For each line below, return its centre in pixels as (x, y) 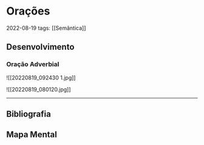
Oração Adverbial (33, 64)
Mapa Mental (32, 135)
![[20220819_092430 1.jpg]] (41, 78)
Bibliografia (29, 114)
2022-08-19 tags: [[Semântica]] (46, 28)
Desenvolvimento (40, 47)
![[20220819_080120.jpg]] (39, 89)
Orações (28, 11)
